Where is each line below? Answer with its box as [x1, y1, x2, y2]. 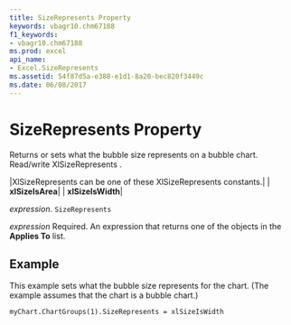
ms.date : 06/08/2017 [9, 80, 88, 89]
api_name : [9, 55, 47, 64]
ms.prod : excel [9, 47, 67, 56]
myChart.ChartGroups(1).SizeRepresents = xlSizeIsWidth [9, 308, 224, 317]
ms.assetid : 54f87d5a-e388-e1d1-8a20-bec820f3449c [9, 72, 204, 81]
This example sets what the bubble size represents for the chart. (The [9, 281, 269, 292]
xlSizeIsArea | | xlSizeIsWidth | [9, 186, 124, 197]
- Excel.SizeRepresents [9, 64, 99, 73]
